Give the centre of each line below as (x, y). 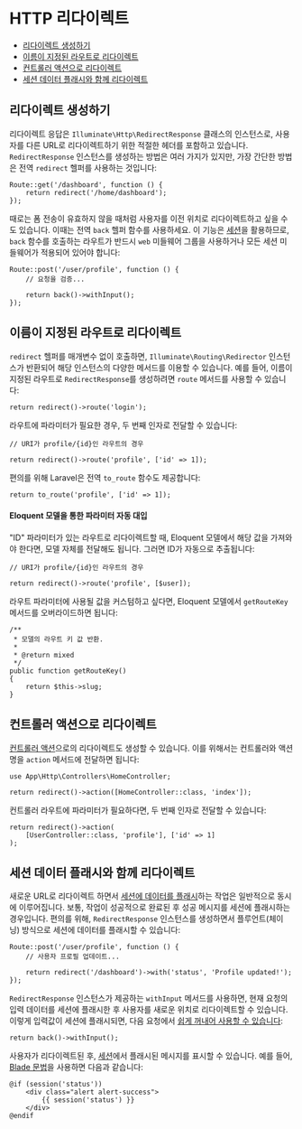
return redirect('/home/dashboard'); (96, 192)
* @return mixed (44, 655)
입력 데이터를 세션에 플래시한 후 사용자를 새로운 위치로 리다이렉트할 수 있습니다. (149, 1010)
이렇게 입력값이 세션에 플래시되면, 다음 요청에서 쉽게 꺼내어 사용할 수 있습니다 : (146, 1021)
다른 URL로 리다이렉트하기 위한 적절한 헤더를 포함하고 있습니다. (137, 145)
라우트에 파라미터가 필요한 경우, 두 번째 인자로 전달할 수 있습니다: (124, 425)
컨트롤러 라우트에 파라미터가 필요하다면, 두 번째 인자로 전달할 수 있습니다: (138, 810)
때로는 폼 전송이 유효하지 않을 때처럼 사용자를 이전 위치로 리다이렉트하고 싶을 (144, 219)
